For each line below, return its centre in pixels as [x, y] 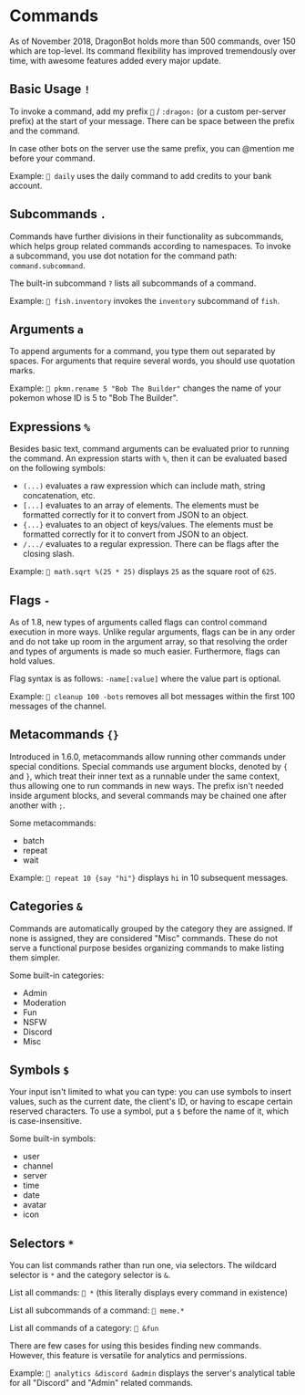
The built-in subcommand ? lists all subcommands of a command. [133, 283]
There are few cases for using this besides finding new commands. [136, 1346]
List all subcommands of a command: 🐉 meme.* [97, 1310]
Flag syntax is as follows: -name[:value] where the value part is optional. [146, 678]
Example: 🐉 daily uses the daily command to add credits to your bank [141, 175]
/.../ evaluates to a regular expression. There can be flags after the [151, 544]
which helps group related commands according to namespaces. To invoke [150, 246]
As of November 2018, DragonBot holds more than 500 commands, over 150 [152, 41]
